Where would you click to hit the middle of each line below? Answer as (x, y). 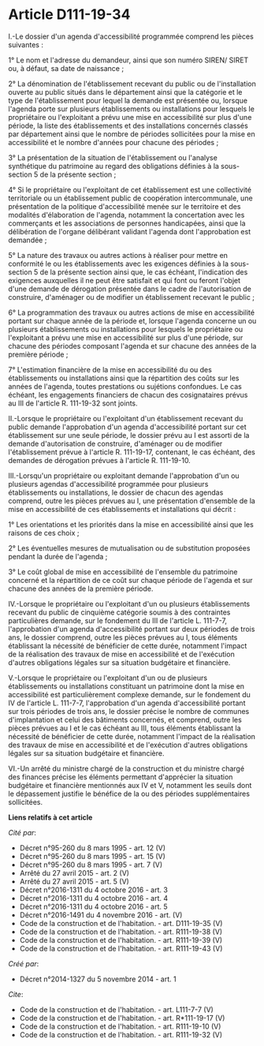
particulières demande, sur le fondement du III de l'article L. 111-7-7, (117, 620)
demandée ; (28, 240)
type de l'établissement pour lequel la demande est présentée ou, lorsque (128, 100)
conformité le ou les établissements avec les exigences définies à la (119, 263)
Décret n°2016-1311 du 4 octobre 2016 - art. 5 (93, 906)
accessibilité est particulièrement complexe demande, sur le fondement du (129, 694)
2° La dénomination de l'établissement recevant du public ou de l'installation (132, 84)
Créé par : (24, 963)
